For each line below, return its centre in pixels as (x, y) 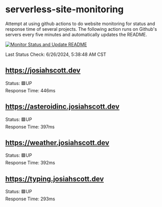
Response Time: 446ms (30, 90)
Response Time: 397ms (30, 127)
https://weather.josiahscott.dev (57, 143)
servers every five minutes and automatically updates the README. (76, 34)
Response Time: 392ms (30, 163)
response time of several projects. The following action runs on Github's (81, 29)
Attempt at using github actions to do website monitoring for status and (80, 24)
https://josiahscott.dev (43, 70)
